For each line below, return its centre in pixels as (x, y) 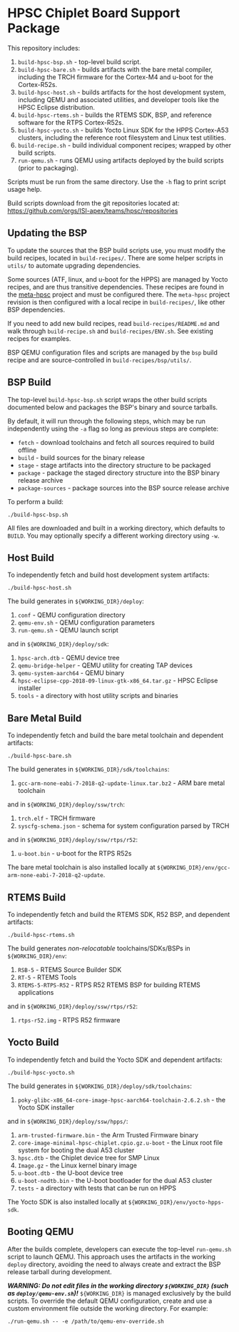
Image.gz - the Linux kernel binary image (77, 1165)
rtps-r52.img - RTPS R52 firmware (69, 1020)
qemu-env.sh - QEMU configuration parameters (86, 623)
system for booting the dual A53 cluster (76, 1150)
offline (27, 450)
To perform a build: (36, 501)
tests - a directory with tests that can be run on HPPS (97, 1188)
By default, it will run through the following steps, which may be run (106, 421)
